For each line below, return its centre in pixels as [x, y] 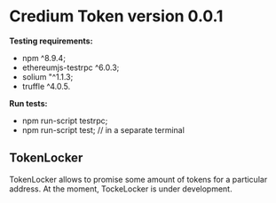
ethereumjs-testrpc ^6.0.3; [71, 67]
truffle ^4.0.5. [46, 86]
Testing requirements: [51, 41]
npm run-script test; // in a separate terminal [103, 129]
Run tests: [28, 103]
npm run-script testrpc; [65, 121]
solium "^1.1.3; [47, 76]
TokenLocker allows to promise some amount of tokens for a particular [138, 179]
